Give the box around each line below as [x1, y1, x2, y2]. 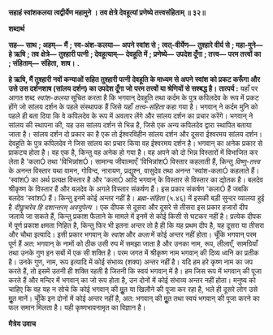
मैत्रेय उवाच [8, 319, 37, 329]
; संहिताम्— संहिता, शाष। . [8, 58, 80, 68]
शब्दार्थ [8, 24, 25, 33]
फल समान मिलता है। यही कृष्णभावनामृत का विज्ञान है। [8, 303, 146, 312]
